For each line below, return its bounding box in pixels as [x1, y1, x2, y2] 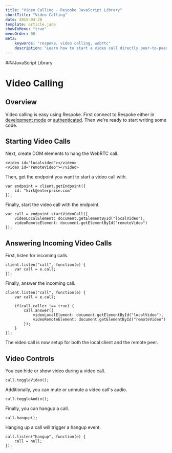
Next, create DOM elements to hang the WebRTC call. [5, 150, 119, 156]
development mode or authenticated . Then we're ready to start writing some [5, 117, 167, 123]
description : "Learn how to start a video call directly [14, 46, 139, 51]
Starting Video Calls [5, 137, 71, 146]
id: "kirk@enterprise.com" [14, 188, 72, 193]
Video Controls [5, 354, 55, 363]
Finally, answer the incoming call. [5, 280, 76, 286]
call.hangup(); [5, 415, 38, 421]
